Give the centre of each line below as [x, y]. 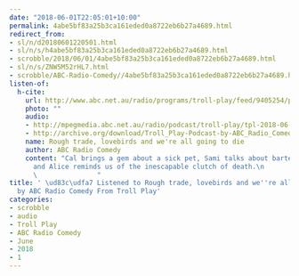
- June [21, 241]
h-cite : [32, 92]
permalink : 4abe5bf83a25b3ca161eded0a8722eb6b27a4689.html [121, 26]
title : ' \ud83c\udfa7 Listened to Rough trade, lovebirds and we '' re [143, 183]
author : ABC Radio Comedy [73, 150]
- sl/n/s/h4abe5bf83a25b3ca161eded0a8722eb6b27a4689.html [119, 51]
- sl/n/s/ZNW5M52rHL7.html [59, 68]
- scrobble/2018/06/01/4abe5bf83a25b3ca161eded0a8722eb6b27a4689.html [143, 59]
